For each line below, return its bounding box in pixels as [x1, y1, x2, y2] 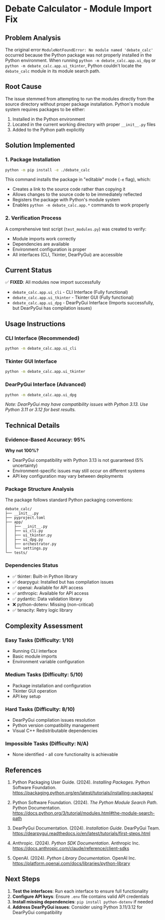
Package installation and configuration [12, 683, 91, 689]
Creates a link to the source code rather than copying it [12, 186, 126, 192]
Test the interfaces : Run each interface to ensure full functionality [12, 888, 149, 894]
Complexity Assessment [5, 622, 83, 630]
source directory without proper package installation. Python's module [5, 101, 150, 107]
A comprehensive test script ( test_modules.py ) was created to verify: [5, 226, 147, 232]
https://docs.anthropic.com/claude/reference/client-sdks [12, 846, 129, 852]
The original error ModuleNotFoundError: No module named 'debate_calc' [5, 47, 154, 52]
